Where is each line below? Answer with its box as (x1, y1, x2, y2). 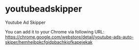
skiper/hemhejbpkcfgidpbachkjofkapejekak (5, 39, 93, 45)
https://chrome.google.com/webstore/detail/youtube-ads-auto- (5, 34, 134, 40)
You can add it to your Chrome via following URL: (5, 29, 105, 34)
